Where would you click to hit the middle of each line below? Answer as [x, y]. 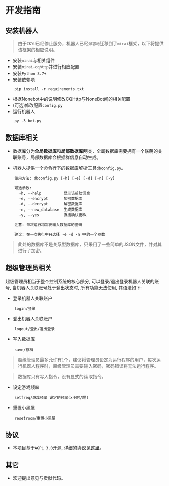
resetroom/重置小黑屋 [35, 418]
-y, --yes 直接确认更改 [52, 215]
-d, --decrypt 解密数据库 [51, 204]
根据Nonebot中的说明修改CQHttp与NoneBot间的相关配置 [71, 99]
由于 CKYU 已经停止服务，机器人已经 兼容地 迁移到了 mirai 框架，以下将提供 [91, 44]
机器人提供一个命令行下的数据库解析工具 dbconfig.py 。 [69, 168]
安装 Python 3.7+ [29, 73]
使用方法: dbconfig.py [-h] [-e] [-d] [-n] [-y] [65, 178]
